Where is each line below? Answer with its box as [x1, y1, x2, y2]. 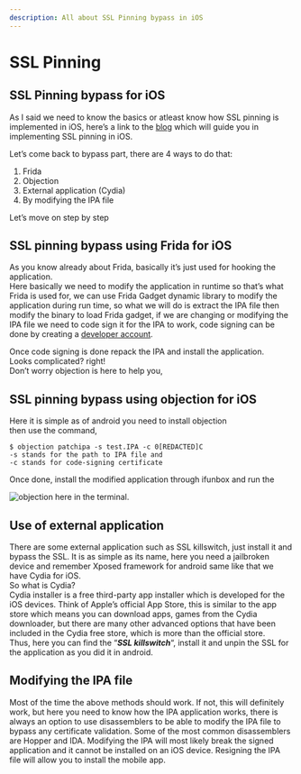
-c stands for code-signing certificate [9, 459, 164, 468]
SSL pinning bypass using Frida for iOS [9, 238, 233, 253]
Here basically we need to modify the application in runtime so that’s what [9, 281, 284, 292]
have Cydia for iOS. [9, 570, 81, 581]
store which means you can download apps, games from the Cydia [9, 609, 258, 620]
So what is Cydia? [9, 580, 76, 591]
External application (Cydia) [22, 185, 126, 196]
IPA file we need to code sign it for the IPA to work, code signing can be [9, 319, 276, 330]
